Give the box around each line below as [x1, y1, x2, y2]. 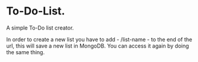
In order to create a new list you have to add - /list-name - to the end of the [6, 36, 193, 43]
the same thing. [6, 48, 45, 55]
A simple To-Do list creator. [6, 24, 74, 31]
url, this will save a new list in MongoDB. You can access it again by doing [6, 42, 190, 49]
